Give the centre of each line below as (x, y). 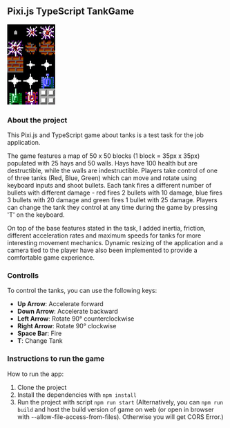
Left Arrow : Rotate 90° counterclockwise (76, 319)
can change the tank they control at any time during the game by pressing (112, 208)
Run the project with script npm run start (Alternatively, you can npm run (120, 402)
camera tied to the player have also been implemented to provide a (103, 250)
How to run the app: (36, 374)
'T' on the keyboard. (36, 215)
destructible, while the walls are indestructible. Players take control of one (112, 171)
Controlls (23, 276)
